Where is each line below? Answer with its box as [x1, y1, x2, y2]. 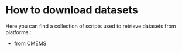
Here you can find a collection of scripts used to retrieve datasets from [5, 23, 176, 29]
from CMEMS [13, 40, 47, 47]
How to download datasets [5, 3, 138, 17]
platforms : [5, 28, 32, 35]
